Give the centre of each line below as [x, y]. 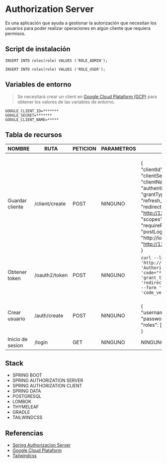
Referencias [24, 433]
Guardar [17, 201]
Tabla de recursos [34, 135]
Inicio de [18, 339]
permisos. [15, 33]
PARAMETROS [119, 149]
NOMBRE [19, 149]
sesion [15, 346]
